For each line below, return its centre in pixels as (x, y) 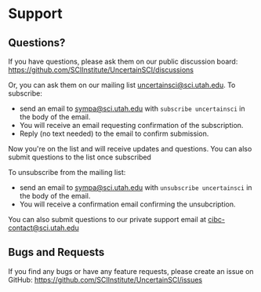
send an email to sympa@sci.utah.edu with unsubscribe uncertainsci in (136, 188)
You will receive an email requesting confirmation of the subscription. (131, 125)
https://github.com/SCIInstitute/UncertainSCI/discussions (101, 70)
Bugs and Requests (56, 252)
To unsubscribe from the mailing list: (67, 172)
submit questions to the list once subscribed (80, 157)
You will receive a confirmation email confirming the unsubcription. (128, 204)
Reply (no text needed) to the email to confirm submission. (114, 133)
